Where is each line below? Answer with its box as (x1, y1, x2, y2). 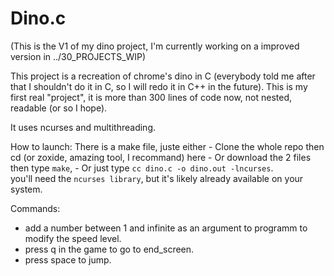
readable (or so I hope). (10, 102, 108, 114)
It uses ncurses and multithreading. (10, 121, 156, 133)
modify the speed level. (24, 232, 122, 244)
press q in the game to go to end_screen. (24, 243, 195, 255)
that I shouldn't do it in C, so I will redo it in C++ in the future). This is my (10, 80, 308, 92)
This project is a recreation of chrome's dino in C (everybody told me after (10, 70, 316, 82)
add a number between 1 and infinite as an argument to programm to (24, 222, 308, 234)
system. (10, 183, 43, 195)
